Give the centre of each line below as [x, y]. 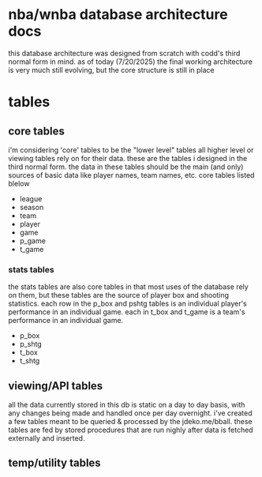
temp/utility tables [54, 463]
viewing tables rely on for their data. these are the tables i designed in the [128, 158]
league [31, 198]
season [32, 207]
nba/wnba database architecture [118, 15]
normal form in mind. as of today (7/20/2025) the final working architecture [131, 62]
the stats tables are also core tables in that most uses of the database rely [128, 287]
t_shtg [30, 361]
